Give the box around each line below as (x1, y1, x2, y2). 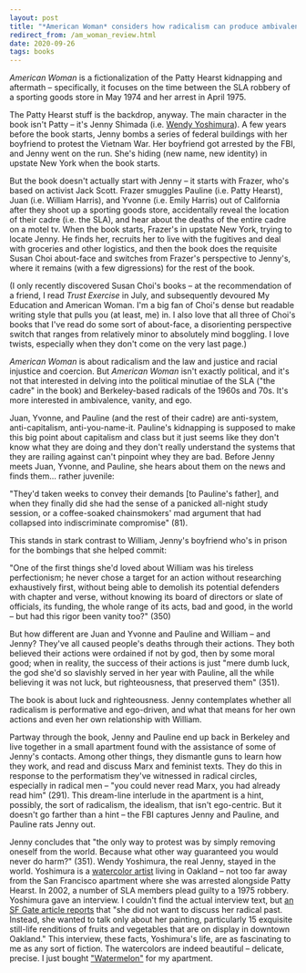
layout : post (9, 13, 59, 23)
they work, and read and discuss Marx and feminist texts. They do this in (9, 761, 282, 771)
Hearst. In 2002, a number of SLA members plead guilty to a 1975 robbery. (9, 885, 290, 896)
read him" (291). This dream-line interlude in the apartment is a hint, (9, 790, 264, 801)
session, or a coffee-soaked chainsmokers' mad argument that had (9, 508, 261, 519)
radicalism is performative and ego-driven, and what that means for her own (9, 704, 296, 716)
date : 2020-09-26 (9, 38, 76, 48)
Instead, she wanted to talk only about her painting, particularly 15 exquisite (9, 914, 293, 926)
